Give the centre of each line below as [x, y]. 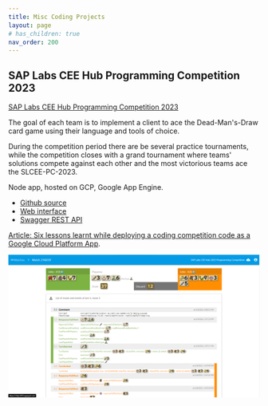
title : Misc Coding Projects [57, 17]
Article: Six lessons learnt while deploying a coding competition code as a [130, 235]
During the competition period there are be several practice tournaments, [128, 147]
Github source [43, 203]
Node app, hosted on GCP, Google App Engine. [86, 187]
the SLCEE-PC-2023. [43, 172]
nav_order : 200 [33, 42]
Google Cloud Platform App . [55, 244]
